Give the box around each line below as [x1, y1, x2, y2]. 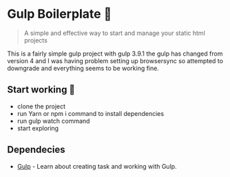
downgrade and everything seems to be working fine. [7, 64, 160, 72]
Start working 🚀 [7, 84, 76, 95]
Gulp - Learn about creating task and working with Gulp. [17, 162, 177, 170]
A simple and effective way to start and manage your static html [23, 29, 205, 37]
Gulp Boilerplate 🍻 [7, 6, 112, 22]
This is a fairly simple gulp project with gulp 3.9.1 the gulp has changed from [7, 49, 223, 58]
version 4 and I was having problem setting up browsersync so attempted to [7, 56, 224, 64]
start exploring [17, 123, 59, 132]
